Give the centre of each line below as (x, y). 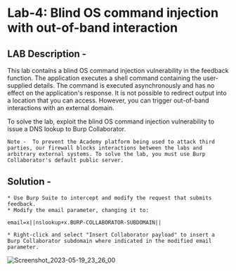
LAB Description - (47, 54)
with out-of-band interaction (92, 28)
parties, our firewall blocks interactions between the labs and (105, 148)
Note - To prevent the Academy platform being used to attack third (111, 142)
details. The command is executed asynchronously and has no (124, 85)
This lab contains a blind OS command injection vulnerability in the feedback (118, 71)
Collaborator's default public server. (66, 160)
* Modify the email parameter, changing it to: (78, 210)
